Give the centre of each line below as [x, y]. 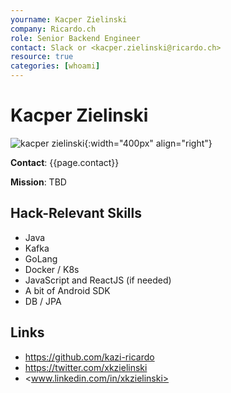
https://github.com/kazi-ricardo [89, 357]
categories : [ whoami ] [55, 66]
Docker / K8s [52, 269]
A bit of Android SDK [67, 290]
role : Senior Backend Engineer [75, 38]
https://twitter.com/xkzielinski [86, 367]
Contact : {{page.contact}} [65, 162]
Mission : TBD [38, 182]
